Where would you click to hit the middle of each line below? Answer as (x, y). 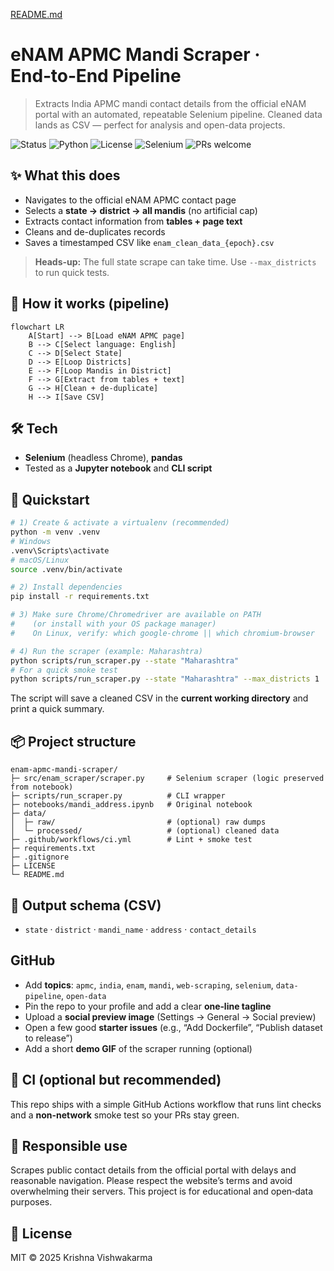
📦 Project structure (73, 741)
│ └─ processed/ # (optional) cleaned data (145, 831)
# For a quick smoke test (64, 670)
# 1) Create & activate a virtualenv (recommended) (120, 523)
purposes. (31, 1202)
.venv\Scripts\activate (60, 550)
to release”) (48, 1038)
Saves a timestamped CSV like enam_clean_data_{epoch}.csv (149, 242)
